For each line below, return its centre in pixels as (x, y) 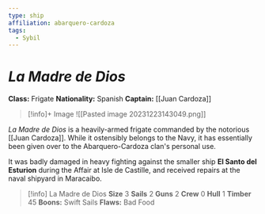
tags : (17, 30)
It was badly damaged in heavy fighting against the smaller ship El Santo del (132, 162)
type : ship (26, 15)
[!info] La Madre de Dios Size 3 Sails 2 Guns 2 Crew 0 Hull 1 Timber (139, 194)
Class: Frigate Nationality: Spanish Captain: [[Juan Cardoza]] (110, 99)
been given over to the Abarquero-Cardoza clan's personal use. (112, 147)
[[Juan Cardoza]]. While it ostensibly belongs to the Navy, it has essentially (131, 138)
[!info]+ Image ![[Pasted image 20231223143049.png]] (117, 114)
